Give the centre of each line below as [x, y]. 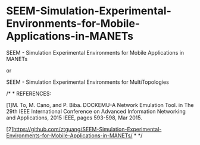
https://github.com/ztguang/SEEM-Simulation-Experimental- [87, 129]
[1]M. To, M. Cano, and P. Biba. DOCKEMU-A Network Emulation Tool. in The [100, 105]
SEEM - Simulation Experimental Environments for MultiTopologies [88, 82]
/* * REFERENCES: [29, 93]
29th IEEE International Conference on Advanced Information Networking [96, 111]
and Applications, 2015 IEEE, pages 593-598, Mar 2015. [74, 118]
